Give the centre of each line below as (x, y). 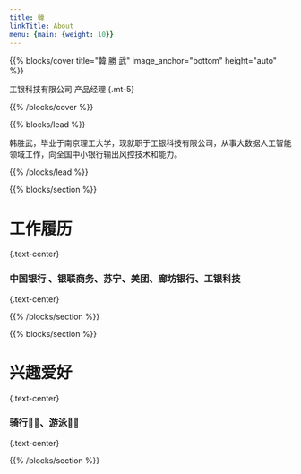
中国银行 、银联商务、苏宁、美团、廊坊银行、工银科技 (125, 279)
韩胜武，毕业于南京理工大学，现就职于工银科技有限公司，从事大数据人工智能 (150, 143)
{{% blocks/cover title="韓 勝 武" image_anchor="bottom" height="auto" (143, 61)
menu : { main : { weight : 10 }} (62, 34)
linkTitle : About (42, 26)
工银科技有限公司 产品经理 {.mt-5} (72, 90)
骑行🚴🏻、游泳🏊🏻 (44, 423)
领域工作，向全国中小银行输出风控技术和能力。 (95, 154)
